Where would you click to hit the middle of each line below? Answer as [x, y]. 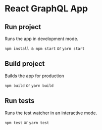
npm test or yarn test [27, 122]
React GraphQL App [46, 9]
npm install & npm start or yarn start [45, 48]
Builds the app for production [34, 76]
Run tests [20, 101]
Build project [25, 64]
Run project [23, 27]
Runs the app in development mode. [42, 39]
